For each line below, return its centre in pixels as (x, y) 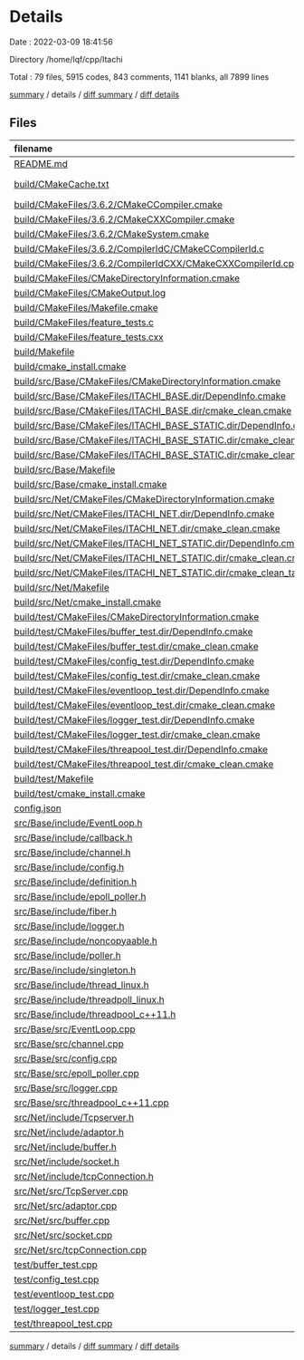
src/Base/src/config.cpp (66, 1058)
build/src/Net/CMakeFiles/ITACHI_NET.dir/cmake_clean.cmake (147, 528)
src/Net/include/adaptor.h (69, 1132)
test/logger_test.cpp (57, 1308)
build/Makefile (44, 352)
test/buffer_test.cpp (56, 1264)
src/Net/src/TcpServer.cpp (71, 1191)
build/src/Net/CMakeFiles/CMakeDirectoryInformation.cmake (144, 498)
